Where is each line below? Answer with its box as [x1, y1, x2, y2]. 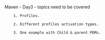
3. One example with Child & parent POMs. [13, 30, 101, 35]
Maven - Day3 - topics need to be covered [4, 4, 90, 10]
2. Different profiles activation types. [13, 22, 99, 27]
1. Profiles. [13, 13, 40, 18]
